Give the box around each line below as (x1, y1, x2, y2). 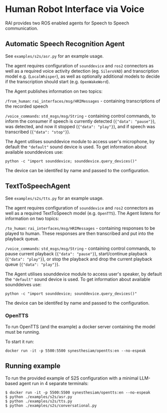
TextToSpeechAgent (5, 182, 71, 191)
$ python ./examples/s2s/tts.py (5, 399, 72, 404)
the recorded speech (5, 103, 48, 109)
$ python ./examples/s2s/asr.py (5, 394, 72, 400)
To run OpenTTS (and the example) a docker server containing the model (5, 323, 156, 330)
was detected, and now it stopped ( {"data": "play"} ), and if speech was (5, 123, 156, 129)
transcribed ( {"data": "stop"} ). (5, 129, 71, 135)
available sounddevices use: (5, 149, 63, 155)
